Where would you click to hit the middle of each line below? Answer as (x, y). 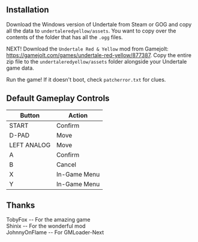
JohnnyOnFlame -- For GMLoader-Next (55, 232)
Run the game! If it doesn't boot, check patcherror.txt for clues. (86, 79)
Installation (28, 10)
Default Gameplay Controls (58, 98)
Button (30, 115)
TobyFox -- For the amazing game (48, 220)
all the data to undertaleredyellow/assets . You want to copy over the (91, 31)
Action (78, 115)
